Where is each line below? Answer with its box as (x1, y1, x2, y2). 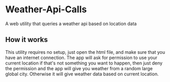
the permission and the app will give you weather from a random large (5, 65, 153, 71)
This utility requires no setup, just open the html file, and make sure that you (5, 49, 165, 55)
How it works (5, 35, 48, 44)
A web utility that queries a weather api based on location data (5, 20, 137, 27)
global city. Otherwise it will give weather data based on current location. (5, 71, 159, 77)
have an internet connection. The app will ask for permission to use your (5, 54, 158, 60)
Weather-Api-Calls (5, 4, 87, 15)
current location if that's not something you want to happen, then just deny (5, 60, 163, 66)
